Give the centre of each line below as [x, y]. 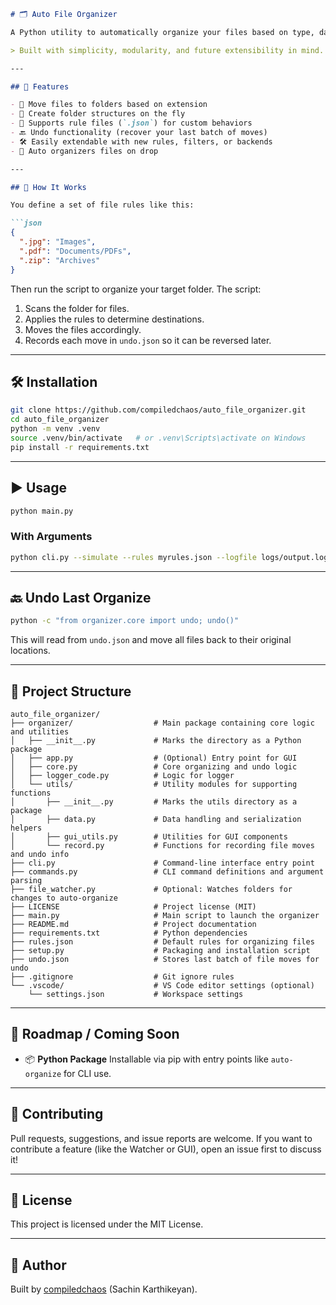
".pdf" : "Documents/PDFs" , [75, 251]
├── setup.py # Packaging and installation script [160, 951]
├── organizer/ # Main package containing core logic [162, 723]
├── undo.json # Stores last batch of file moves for [165, 960]
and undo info [40, 855]
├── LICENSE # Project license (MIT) [133, 907]
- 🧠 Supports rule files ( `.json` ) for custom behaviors [131, 123]
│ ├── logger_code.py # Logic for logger [122, 776]
